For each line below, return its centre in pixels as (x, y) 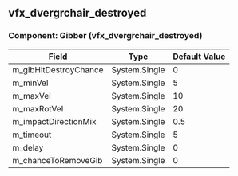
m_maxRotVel (38, 108)
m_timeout (32, 135)
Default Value (199, 57)
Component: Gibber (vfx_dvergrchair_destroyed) (105, 36)
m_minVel (30, 83)
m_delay (28, 147)
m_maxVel (32, 96)
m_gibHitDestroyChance (58, 69)
